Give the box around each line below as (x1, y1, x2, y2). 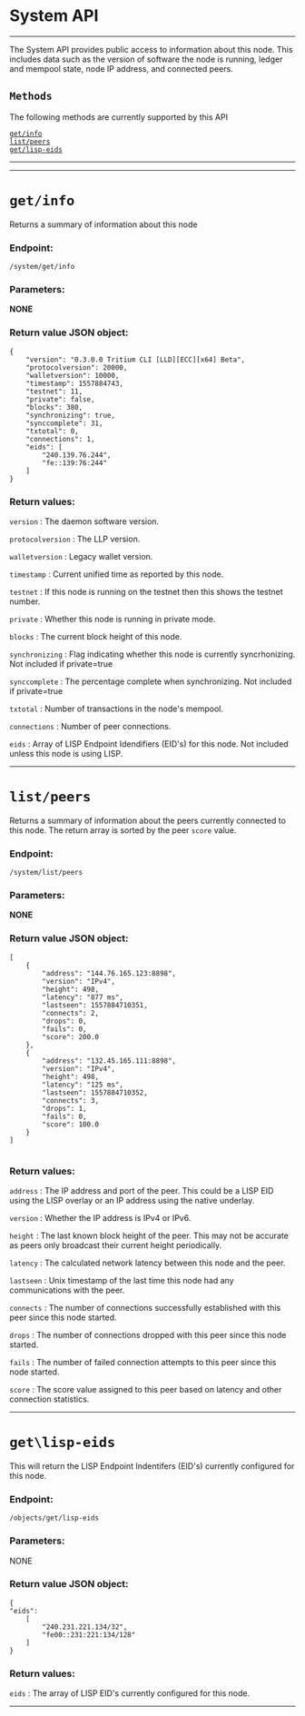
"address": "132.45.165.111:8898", (42, 1056, 177, 1066)
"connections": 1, (25, 434, 95, 443)
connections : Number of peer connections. (9, 720, 172, 731)
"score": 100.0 (42, 1119, 100, 1129)
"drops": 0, (42, 1017, 88, 1026)
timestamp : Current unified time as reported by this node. (9, 569, 224, 580)
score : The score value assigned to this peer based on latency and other (9, 1384, 282, 1394)
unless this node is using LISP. (9, 748, 123, 759)
